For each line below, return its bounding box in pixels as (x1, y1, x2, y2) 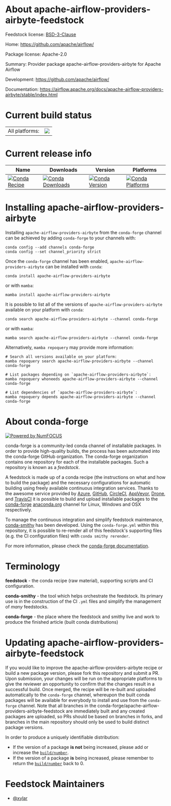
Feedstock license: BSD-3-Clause (5, 31, 76, 37)
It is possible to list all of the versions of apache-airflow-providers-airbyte (5, 301, 163, 307)
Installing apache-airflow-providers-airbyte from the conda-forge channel (5, 229, 162, 235)
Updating (5, 637, 46, 648)
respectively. (5, 506, 32, 512)
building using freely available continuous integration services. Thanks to (5, 485, 159, 491)
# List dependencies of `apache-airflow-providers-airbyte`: (5, 389, 138, 395)
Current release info (5, 148, 92, 159)
